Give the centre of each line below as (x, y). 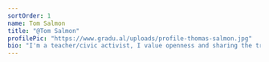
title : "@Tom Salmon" (44, 31)
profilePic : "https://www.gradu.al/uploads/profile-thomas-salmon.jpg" (130, 38)
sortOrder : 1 (29, 16)
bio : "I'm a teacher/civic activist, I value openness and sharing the (130, 46)
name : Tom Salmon (37, 23)
